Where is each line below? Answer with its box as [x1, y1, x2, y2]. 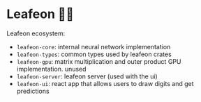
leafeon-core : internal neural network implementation [16, 42, 171, 51]
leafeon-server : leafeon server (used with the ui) [16, 72, 158, 80]
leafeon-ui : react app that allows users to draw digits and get [16, 79, 194, 87]
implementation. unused [16, 65, 87, 73]
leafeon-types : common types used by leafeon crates [16, 50, 172, 58]
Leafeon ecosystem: [6, 29, 66, 37]
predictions [16, 87, 50, 95]
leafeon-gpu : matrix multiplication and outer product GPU [16, 57, 181, 65]
